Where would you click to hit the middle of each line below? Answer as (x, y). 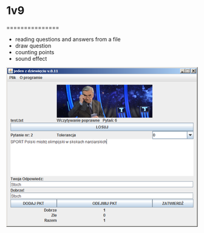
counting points (35, 52)
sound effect (31, 58)
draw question (33, 46)
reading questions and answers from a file (68, 39)
